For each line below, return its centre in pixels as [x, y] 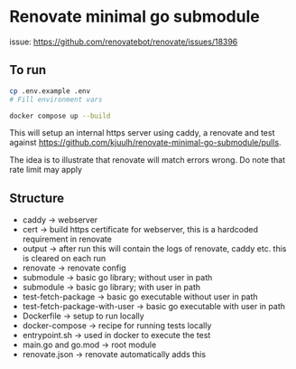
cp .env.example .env [50, 91]
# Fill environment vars [56, 99]
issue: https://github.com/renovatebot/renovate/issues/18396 [124, 42]
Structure [37, 198]
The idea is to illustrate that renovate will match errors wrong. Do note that [148, 160]
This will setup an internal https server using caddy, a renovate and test [142, 133]
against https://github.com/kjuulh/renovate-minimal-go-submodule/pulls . [145, 143]
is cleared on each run [64, 259]
